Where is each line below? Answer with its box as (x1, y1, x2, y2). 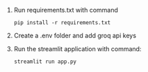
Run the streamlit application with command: (13, 45, 142, 53)
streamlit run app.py (13, 58, 76, 65)
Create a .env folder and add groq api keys (13, 31, 137, 39)
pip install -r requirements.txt (13, 19, 111, 26)
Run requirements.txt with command (13, 6, 118, 14)
